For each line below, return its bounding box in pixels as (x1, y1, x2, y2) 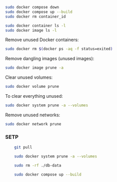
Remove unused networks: (5, 112, 60, 118)
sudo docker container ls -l (5, 23, 66, 28)
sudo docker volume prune (5, 84, 59, 89)
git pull (14, 145, 32, 150)
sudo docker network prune (5, 121, 61, 126)
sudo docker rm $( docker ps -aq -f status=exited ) (5, 47, 113, 52)
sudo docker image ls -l (5, 28, 57, 33)
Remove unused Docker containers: (5, 37, 79, 43)
